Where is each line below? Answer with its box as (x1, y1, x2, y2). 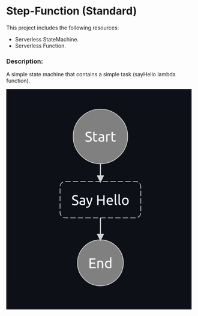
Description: (6, 57, 43, 65)
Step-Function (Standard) (6, 4, 137, 18)
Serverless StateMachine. (14, 35, 79, 43)
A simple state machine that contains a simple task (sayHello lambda (6, 71, 176, 78)
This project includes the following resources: (6, 24, 119, 31)
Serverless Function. (14, 42, 66, 49)
